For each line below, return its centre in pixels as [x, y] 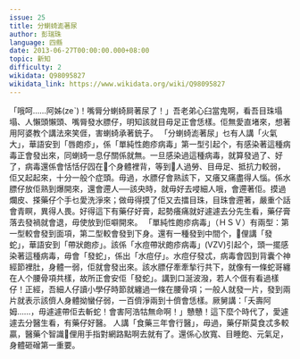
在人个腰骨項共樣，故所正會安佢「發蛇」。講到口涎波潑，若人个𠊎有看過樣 [144, 278]
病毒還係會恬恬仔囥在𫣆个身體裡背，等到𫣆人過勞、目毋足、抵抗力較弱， [155, 166]
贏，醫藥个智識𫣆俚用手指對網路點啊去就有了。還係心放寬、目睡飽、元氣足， [149, 334]
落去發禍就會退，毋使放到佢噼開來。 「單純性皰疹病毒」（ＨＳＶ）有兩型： [145, 222]
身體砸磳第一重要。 [45, 345]
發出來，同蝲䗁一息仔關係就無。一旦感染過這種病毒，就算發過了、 [154, 155]
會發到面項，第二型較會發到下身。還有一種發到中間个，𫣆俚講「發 [153, 233]
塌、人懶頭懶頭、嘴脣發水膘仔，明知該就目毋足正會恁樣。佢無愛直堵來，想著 [150, 121]
